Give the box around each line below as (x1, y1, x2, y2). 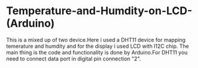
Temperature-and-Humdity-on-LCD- (6, 4, 193, 18)
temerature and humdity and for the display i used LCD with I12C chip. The (6, 43, 189, 50)
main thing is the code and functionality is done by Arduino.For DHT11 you (6, 48, 188, 56)
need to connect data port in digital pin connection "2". (6, 55, 141, 62)
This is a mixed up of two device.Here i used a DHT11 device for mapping (6, 36, 186, 43)
